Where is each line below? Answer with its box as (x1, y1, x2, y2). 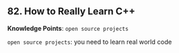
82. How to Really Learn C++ (7, 6, 135, 17)
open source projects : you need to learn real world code (7, 38, 173, 46)
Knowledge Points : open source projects (7, 24, 129, 32)
